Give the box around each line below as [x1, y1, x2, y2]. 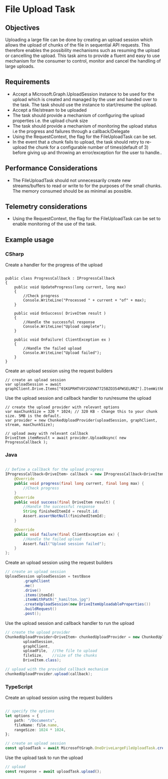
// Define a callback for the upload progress [5, 467, 104, 472]
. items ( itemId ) [23, 592, 55, 597]
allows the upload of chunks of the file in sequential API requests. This [5, 42, 150, 48]
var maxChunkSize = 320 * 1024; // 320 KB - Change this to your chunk [5, 409, 157, 414]
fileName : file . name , [14, 722, 59, 727]
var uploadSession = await [5, 382, 61, 387]
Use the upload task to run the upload [5, 754, 83, 761]
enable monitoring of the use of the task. [12, 221, 96, 227]
